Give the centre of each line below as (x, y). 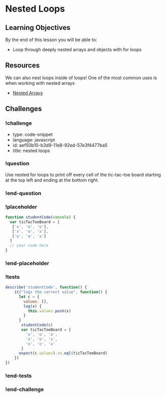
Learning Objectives (38, 28)
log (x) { (33, 306)
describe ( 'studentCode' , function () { (46, 287)
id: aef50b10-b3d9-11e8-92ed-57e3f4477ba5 (60, 145)
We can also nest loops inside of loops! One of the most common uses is (81, 78)
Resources (23, 66)
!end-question (23, 193)
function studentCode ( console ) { (40, 218)
